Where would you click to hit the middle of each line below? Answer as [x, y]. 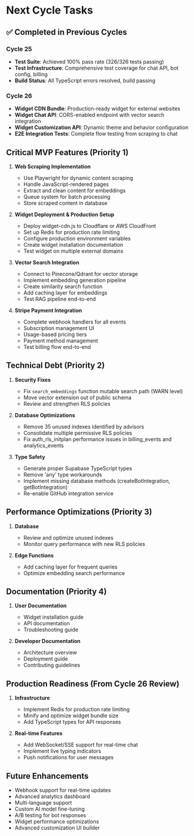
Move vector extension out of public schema [77, 397]
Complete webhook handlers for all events [75, 322]
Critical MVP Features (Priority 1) [67, 152]
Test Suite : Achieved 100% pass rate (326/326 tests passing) [89, 61]
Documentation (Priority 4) [56, 592]
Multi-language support [43, 803]
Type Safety [30, 457]
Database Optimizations [45, 415]
